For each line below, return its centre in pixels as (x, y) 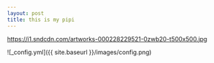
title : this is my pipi (41, 20)
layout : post (26, 13)
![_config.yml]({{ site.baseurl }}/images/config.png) (79, 52)
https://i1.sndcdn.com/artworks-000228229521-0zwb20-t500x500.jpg (107, 39)
